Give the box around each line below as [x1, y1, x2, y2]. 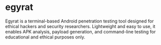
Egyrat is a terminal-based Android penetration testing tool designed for [5, 18, 154, 24]
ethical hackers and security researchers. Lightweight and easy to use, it [5, 23, 155, 29]
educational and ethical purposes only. [5, 34, 85, 40]
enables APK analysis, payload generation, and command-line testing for [5, 28, 156, 34]
